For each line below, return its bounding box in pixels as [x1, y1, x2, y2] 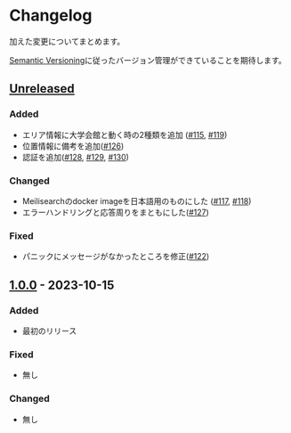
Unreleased [9, 81, 76, 96]
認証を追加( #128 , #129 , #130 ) [21, 151, 129, 162]
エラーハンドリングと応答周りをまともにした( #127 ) [21, 207, 209, 217]
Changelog [9, 5, 93, 26]
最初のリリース [21, 325, 77, 336]
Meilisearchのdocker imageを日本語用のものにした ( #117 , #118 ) [21, 195, 252, 206]
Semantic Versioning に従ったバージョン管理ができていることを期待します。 [9, 54, 287, 65]
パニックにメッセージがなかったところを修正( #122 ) [21, 251, 210, 262]
